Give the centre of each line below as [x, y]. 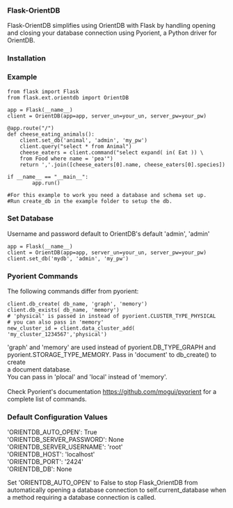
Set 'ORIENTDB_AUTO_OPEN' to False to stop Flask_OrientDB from [103, 483]
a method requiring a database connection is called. [82, 498]
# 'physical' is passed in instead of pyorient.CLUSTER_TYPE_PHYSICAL [112, 316]
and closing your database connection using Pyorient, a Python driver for [112, 33]
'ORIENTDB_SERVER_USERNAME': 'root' [65, 447]
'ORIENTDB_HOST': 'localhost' [51, 454]
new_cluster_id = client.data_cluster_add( [71, 328]
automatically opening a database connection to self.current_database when [117, 490]
